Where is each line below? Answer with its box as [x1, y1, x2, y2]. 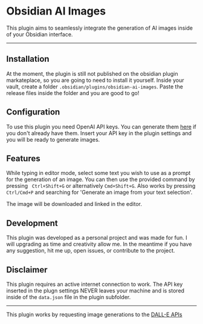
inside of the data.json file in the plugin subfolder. [6, 294, 131, 300]
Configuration [6, 107, 60, 117]
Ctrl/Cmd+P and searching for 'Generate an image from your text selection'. [6, 189, 193, 196]
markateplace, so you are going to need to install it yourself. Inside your [6, 76, 184, 84]
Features [6, 153, 40, 164]
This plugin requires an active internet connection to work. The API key [6, 280, 183, 288]
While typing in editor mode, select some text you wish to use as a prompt [6, 170, 191, 177]
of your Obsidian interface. [6, 30, 73, 38]
